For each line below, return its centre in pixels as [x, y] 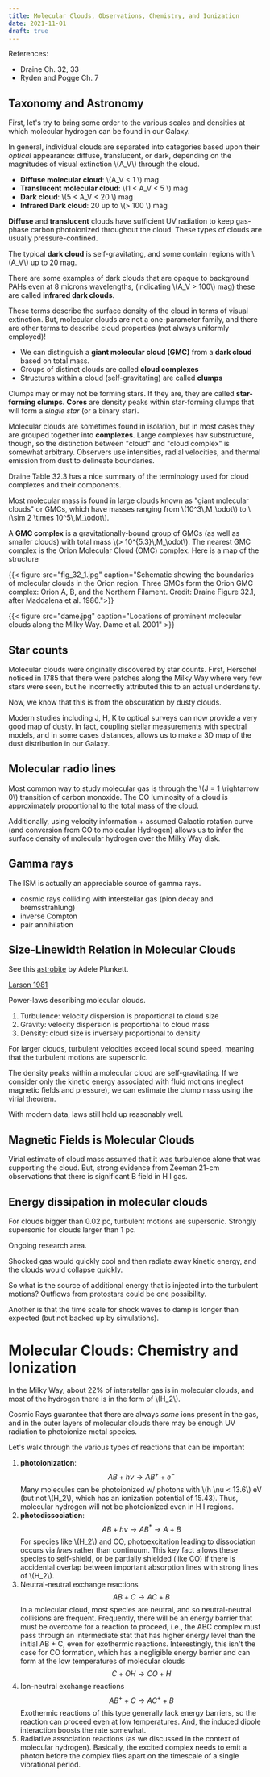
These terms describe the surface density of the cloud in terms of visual [128, 311]
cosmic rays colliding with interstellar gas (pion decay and [116, 899]
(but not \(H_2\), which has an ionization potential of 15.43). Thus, [129, 1498]
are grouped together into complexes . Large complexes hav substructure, [131, 435]
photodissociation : [52, 1515]
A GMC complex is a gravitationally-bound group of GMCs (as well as [124, 533]
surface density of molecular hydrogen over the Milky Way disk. [114, 838]
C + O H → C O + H [141, 1674]
